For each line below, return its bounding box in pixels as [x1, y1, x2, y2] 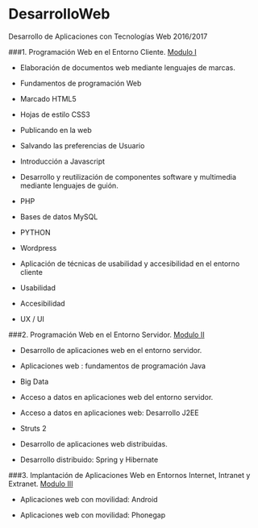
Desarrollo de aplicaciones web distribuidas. [19, 439, 168, 448]
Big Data [19, 376, 49, 386]
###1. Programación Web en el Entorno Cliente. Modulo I [8, 47, 198, 56]
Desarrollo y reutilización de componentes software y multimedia [19, 172, 236, 181]
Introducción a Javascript [19, 156, 106, 166]
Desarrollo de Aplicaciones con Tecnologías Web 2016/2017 [8, 31, 208, 41]
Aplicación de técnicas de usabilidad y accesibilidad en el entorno [19, 259, 240, 268]
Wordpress [19, 243, 57, 252]
